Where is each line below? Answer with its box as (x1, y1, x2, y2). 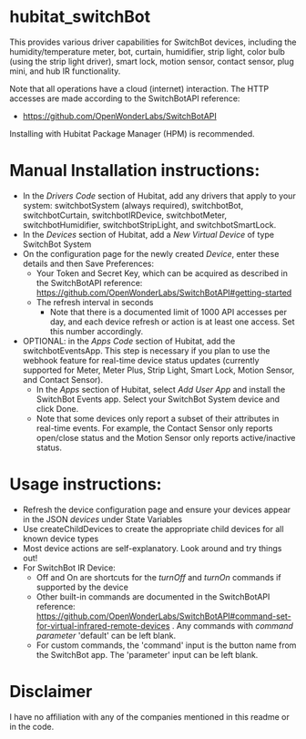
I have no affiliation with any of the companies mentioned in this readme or (9, 711, 290, 722)
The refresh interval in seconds (36, 296, 154, 307)
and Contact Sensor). (22, 374, 103, 385)
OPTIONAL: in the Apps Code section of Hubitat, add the (22, 335, 236, 346)
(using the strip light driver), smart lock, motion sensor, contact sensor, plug (9, 56, 294, 67)
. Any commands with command (171, 620, 294, 631)
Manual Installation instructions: (9, 160, 260, 181)
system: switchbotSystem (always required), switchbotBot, (22, 200, 244, 210)
